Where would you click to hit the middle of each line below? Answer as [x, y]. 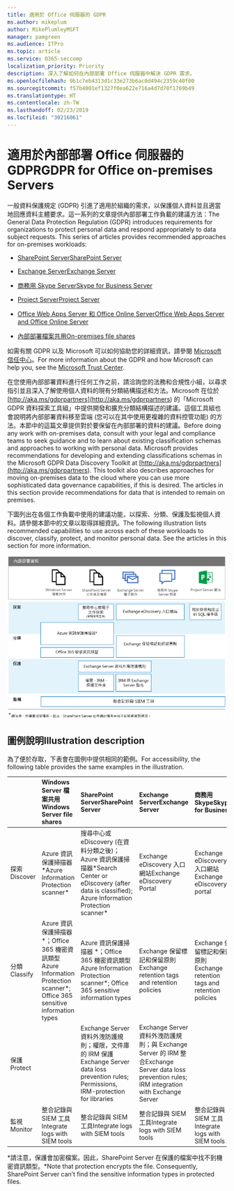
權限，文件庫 [111, 1045]
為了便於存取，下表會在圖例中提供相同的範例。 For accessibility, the [104, 759]
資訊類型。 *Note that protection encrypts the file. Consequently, [106, 1166]
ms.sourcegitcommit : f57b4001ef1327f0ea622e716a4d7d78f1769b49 [101, 88]
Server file [57, 815]
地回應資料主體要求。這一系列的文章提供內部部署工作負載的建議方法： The [114, 214]
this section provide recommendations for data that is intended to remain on [116, 492]
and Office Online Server [53, 321]
